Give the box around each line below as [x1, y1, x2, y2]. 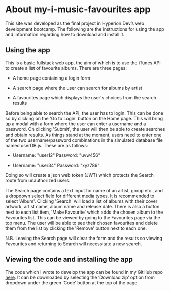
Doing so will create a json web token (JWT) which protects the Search [5, 172, 154, 178]
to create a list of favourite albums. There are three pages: [5, 65, 127, 71]
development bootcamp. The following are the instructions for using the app [5, 25, 164, 32]
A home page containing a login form [12, 75, 90, 81]
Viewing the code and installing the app [5, 255, 133, 264]
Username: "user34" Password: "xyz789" [12, 162, 100, 168]
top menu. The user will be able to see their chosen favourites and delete [5, 220, 158, 226]
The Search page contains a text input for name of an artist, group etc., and [5, 187, 163, 193]
